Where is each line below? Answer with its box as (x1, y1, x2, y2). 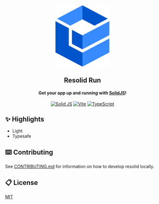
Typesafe (12, 133, 31, 139)
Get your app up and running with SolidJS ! (38, 90, 127, 96)
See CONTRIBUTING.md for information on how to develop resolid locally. (5, 164, 155, 170)
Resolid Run (63, 76, 102, 85)
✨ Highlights (5, 115, 44, 123)
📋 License (5, 178, 38, 187)
